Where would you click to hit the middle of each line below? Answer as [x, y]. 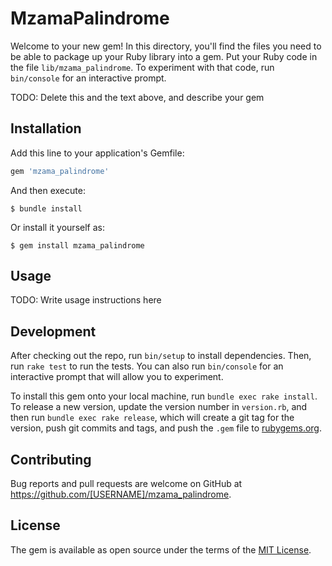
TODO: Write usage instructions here [86, 300]
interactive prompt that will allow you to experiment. [117, 377]
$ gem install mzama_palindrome [77, 245]
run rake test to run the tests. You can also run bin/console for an [147, 366]
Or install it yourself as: [57, 227]
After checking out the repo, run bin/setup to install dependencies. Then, [161, 356]
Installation [46, 128]
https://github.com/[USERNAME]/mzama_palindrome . [121, 494]
